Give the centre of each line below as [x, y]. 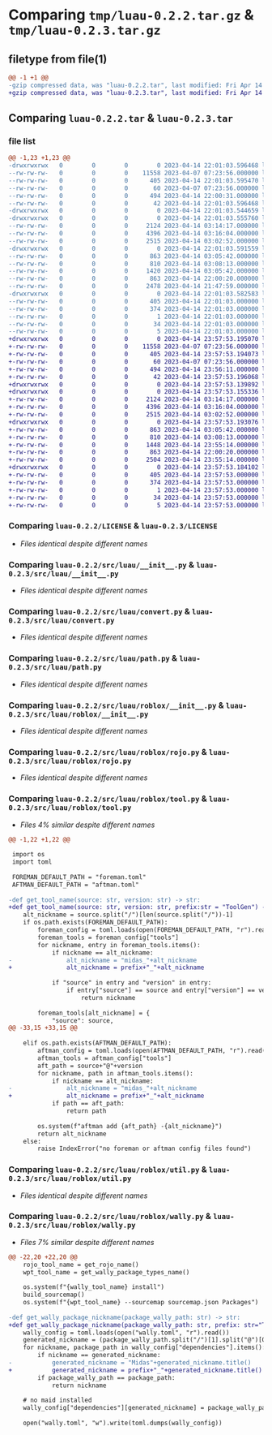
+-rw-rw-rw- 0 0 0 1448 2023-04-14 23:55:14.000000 [134, 445]
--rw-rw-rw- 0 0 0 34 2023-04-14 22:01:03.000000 [134, 324]
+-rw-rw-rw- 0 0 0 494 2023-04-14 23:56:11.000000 [134, 369]
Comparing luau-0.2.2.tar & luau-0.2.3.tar [121, 118]
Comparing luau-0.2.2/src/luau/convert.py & [99, 611]
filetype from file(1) [58, 59]
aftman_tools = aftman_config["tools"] [105, 1058]
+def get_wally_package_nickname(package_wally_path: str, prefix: [125, 1325]
